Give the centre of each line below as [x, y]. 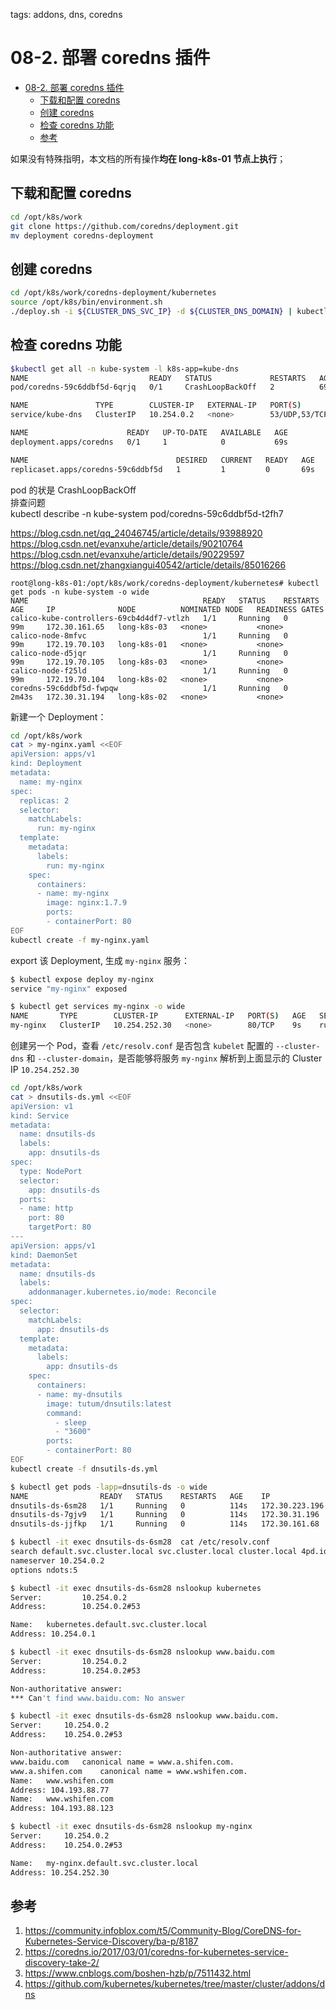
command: [64, 1413]
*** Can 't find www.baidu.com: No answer [98, 1698]
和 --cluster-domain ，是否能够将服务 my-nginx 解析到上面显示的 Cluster [174, 1058]
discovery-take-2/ [62, 1963]
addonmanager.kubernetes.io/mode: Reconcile [122, 1292]
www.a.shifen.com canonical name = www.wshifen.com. [129, 1771]
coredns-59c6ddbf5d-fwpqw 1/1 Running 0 [149, 688]
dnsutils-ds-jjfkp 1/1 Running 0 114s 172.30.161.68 [165, 1524]
